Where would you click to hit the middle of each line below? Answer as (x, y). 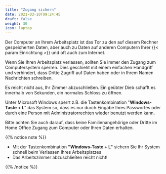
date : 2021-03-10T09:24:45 (33, 14)
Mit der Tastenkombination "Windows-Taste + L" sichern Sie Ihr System (86, 147)
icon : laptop (19, 28)
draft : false (19, 19)
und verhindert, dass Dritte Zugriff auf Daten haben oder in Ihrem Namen (80, 73)
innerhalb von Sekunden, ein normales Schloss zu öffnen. (64, 93)
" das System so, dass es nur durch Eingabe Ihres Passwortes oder (92, 108)
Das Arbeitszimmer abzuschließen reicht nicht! (60, 157)
